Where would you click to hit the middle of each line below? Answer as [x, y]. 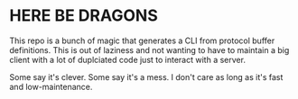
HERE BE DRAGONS [84, 16]
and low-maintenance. [51, 86]
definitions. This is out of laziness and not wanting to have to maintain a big [149, 49]
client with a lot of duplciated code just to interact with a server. [128, 59]
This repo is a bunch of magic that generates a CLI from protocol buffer [142, 40]
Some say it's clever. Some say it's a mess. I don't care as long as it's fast [146, 76]
